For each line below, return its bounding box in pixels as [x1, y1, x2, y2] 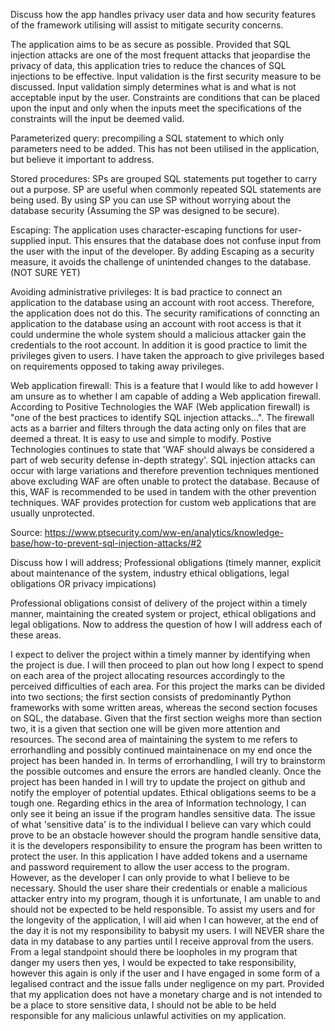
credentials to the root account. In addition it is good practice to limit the [10, 339, 308, 351]
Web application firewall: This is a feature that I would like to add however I [10, 380, 319, 391]
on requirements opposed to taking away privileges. [10, 360, 225, 372]
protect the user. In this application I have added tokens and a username [10, 850, 308, 862]
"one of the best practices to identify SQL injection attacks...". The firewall [10, 412, 315, 423]
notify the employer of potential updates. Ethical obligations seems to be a [10, 787, 317, 798]
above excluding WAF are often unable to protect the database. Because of [10, 475, 320, 487]
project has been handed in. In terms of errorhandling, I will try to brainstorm [10, 755, 326, 766]
